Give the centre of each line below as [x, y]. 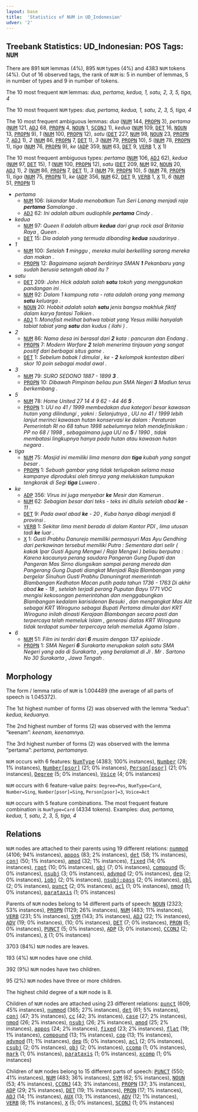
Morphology [29, 677]
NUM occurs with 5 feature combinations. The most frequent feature [87, 803]
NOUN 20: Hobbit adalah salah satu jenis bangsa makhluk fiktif [100, 307]
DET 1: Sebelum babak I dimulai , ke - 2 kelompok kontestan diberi [104, 357]
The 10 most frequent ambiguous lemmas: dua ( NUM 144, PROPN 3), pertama [98, 121]
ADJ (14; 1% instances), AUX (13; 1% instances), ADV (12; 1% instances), [92, 1096]
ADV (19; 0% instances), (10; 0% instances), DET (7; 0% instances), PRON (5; [98, 922]
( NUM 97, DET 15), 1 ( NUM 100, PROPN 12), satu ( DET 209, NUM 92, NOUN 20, [94, 164]
